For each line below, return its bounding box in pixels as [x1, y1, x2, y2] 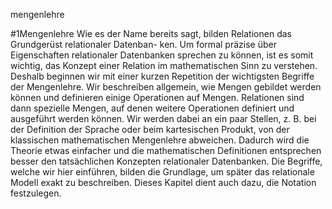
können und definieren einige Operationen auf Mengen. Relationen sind [10, 92, 305, 103]
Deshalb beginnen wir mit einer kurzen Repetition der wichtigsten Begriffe [10, 70, 315, 82]
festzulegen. [10, 187, 62, 199]
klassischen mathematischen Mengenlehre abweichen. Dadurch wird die [10, 134, 310, 146]
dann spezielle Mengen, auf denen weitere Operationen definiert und [10, 102, 295, 114]
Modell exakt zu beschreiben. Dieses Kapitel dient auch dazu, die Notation [10, 177, 317, 188]
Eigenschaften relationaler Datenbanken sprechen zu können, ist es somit [10, 49, 314, 61]
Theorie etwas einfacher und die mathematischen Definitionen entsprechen [10, 145, 322, 156]
